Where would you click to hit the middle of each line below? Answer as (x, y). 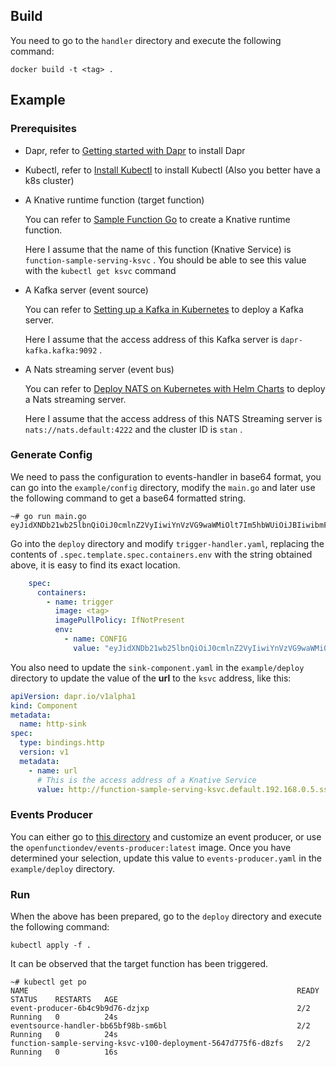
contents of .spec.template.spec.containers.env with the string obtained (161, 554)
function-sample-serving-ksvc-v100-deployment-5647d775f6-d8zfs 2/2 (160, 1044)
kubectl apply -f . (51, 945)
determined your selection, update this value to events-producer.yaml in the (166, 858)
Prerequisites (43, 129)
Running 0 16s (64, 1052)
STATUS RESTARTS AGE (64, 1000)
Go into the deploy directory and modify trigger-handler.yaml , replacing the (167, 543)
